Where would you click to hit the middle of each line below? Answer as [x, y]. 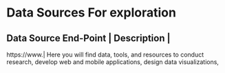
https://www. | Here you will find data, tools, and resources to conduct [105, 54]
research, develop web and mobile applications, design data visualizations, [113, 62]
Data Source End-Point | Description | [88, 38]
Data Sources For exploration [92, 13]
